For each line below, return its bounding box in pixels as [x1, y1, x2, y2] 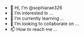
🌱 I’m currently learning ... [10, 15, 65, 21]
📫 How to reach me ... [10, 26, 58, 32]
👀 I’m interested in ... [10, 10, 53, 16]
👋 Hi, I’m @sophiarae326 [10, 5, 63, 10]
